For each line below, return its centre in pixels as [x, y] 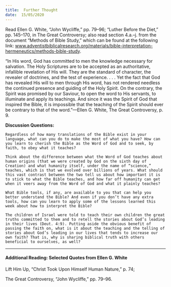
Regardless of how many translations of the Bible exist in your [76, 134]
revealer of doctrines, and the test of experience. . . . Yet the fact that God [83, 77]
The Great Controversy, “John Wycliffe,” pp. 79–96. [59, 279]
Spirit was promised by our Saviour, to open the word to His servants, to [81, 93]
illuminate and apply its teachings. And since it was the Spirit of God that [81, 99]
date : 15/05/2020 [25, 15]
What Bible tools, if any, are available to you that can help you [78, 193]
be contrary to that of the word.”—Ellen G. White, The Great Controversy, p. [84, 110]
